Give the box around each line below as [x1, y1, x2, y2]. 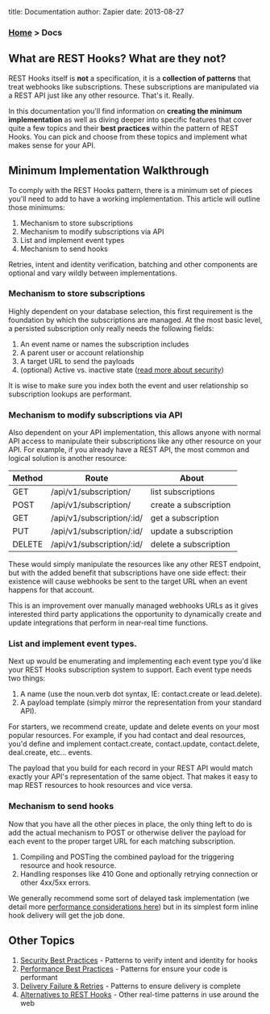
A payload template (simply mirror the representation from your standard [19, 698, 262, 707]
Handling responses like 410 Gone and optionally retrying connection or [19, 869, 259, 878]
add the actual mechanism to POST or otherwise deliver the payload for [8, 828, 247, 837]
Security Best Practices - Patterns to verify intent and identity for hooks [19, 955, 258, 965]
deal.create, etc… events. [8, 748, 93, 757]
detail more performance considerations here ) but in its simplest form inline [8, 902, 259, 911]
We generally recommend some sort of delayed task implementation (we [8, 893, 250, 903]
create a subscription [150, 500, 231, 511]
